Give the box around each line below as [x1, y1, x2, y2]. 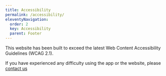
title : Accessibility [5, 7, 51, 13]
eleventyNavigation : [5, 17, 49, 22]
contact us [5, 65, 28, 71]
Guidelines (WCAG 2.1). [5, 50, 54, 56]
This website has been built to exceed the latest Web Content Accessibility [5, 45, 161, 51]
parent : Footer [10, 31, 42, 36]
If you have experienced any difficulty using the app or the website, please [5, 60, 161, 66]
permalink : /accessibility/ [5, 12, 65, 17]
